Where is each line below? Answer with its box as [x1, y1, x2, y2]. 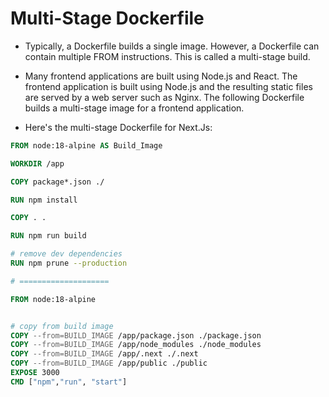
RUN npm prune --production [10, 258, 128, 269]
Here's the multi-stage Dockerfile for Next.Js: [24, 121, 213, 133]
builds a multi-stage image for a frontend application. [24, 102, 245, 114]
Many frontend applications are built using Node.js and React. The [24, 70, 298, 82]
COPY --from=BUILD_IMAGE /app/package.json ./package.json [10, 330, 262, 341]
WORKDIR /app [10, 158, 65, 169]
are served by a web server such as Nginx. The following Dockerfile [24, 91, 305, 103]
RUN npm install [10, 195, 78, 205]
